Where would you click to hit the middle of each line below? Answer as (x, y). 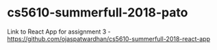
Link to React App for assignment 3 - (59, 32)
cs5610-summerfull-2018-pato (98, 13)
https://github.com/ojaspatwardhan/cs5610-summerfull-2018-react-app (109, 38)
